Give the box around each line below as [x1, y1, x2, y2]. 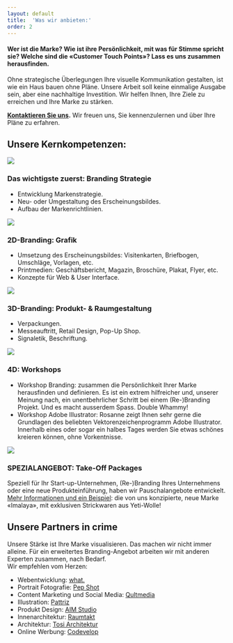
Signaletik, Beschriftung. [17, 334, 88, 342]
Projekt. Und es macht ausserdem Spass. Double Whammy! [17, 402, 188, 411]
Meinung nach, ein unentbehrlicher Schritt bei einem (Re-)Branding [17, 395, 211, 404]
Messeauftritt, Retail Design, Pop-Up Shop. [17, 327, 141, 335]
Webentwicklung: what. [17, 575, 86, 584]
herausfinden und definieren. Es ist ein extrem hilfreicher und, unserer [17, 388, 219, 396]
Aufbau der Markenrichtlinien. [17, 204, 104, 213]
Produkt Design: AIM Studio [17, 605, 97, 614]
